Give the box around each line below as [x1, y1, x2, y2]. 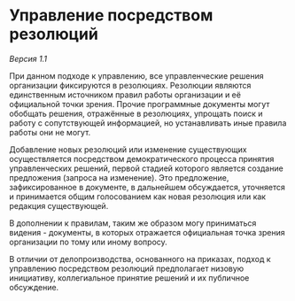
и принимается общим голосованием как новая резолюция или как [9, 191, 267, 202]
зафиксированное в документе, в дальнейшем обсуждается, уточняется [9, 181, 286, 192]
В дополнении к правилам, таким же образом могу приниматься [9, 218, 257, 228]
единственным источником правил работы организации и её [9, 89, 242, 100]
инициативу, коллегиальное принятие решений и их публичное [9, 272, 250, 283]
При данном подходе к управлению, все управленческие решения [9, 70, 264, 81]
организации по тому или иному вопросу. [9, 236, 168, 247]
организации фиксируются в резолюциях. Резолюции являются [9, 80, 252, 90]
